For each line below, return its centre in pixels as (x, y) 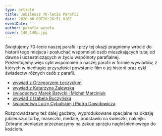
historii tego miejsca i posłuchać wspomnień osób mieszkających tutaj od (80, 52)
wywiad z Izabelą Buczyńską (42, 98)
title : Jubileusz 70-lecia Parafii (42, 14)
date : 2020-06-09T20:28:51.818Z (38, 19)
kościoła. (14, 129)
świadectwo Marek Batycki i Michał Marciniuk (59, 93)
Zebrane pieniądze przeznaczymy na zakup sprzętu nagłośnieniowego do (81, 124)
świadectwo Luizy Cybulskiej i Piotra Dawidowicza (64, 104)
